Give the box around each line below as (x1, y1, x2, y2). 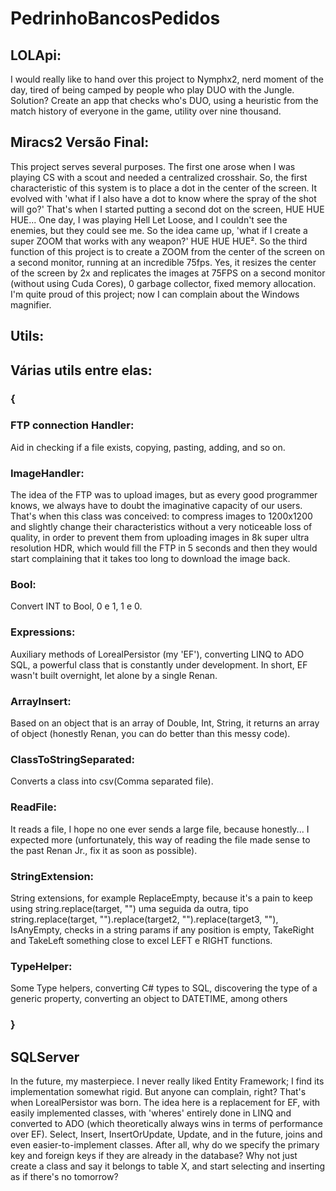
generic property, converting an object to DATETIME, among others (10, 993, 288, 1005)
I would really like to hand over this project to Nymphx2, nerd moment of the (10, 73, 324, 85)
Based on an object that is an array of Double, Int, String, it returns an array (10, 717, 320, 729)
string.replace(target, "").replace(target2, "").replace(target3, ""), (10, 913, 279, 925)
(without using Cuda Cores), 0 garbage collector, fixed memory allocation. (10, 277, 317, 289)
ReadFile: (10, 800, 57, 814)
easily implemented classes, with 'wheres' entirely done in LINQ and (10, 1107, 292, 1119)
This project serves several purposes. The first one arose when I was (10, 160, 296, 172)
